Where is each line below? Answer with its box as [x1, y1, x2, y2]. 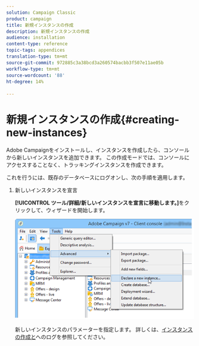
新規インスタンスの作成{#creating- [6, 113, 180, 127]
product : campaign [6, 15, 52, 22]
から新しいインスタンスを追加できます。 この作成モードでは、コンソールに [6, 154, 189, 161]
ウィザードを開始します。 [45, 207, 108, 214]
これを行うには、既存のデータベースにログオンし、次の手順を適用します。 [6, 174, 188, 181]
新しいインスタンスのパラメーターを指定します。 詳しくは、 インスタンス [14, 326, 193, 333]
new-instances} [6, 126, 88, 140]
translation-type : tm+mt [6, 54, 68, 59]
